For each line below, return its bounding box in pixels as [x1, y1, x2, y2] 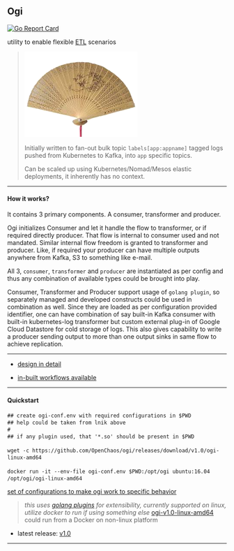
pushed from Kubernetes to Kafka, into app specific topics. [24, 151, 193, 159]
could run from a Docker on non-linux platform [24, 516, 158, 524]
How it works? [7, 195, 50, 203]
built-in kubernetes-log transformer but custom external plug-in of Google [7, 318, 221, 326]
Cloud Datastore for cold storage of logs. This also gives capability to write [7, 325, 222, 334]
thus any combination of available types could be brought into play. [7, 274, 201, 283]
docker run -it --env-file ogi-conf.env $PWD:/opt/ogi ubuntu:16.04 [7, 468, 210, 476]
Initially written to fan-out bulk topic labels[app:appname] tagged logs [24, 143, 224, 152]
